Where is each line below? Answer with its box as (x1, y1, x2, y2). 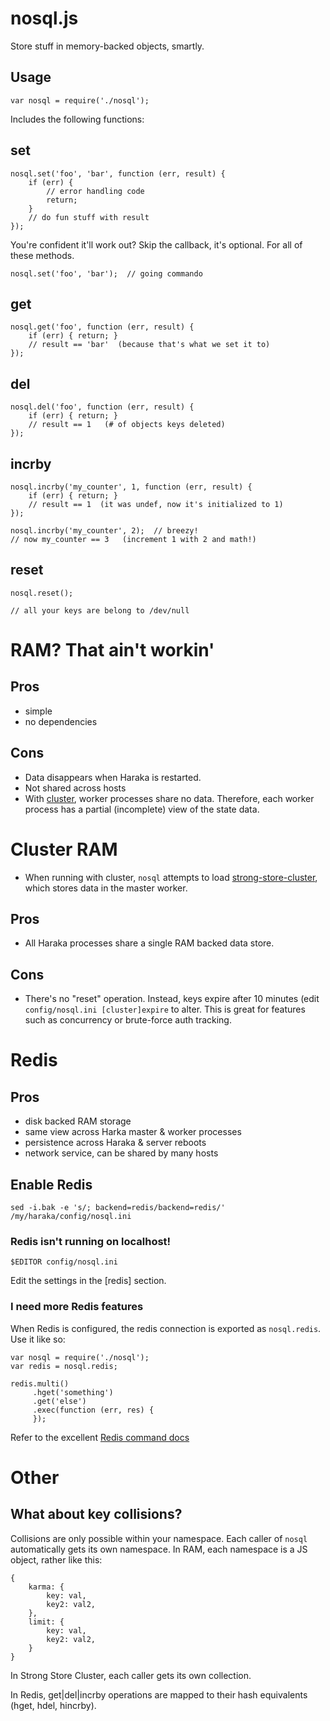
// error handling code (46, 186, 145, 196)
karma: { (28, 1582, 65, 1592)
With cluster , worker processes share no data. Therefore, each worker (24, 792, 315, 804)
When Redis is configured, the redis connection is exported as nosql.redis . (10, 1322, 322, 1334)
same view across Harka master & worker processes (24, 1126, 242, 1138)
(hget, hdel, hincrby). (10, 1699, 97, 1711)
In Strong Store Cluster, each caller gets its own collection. (10, 1669, 252, 1681)
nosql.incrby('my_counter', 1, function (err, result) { (10, 482, 253, 492)
